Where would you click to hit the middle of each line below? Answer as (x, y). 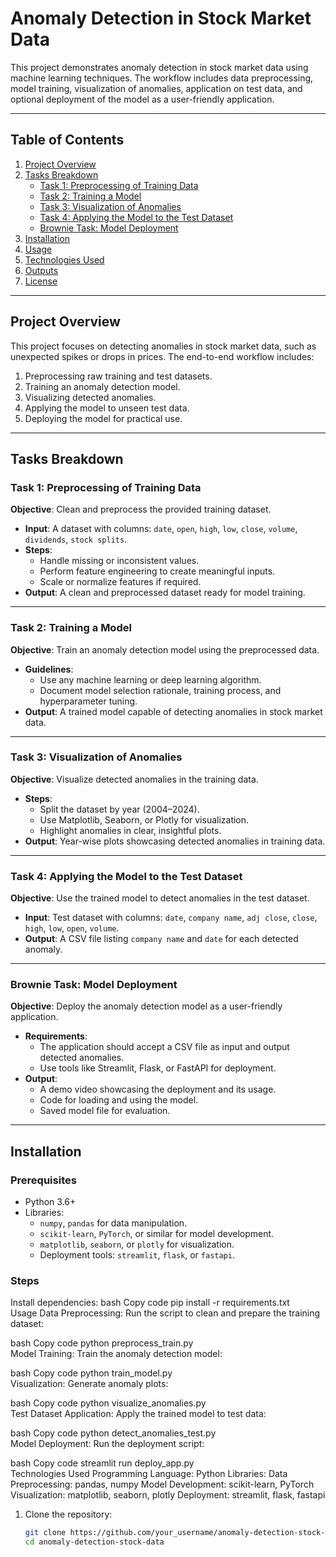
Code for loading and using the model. (119, 1100)
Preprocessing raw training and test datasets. (118, 376)
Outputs (41, 270)
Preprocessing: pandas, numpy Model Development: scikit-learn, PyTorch (162, 1484)
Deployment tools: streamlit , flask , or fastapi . (137, 1255)
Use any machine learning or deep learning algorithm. (150, 679)
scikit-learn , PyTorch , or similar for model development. (157, 1234)
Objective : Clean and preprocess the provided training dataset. (141, 509)
